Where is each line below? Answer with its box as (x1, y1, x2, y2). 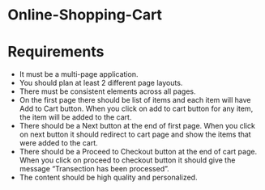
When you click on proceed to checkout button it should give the (19, 155, 236, 165)
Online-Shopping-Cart (7, 6, 163, 24)
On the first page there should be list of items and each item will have (19, 95, 252, 105)
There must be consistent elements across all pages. (19, 87, 196, 96)
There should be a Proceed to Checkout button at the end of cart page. (19, 147, 257, 157)
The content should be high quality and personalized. (19, 172, 198, 183)
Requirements (7, 43, 105, 61)
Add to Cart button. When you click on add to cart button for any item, (19, 103, 254, 114)
